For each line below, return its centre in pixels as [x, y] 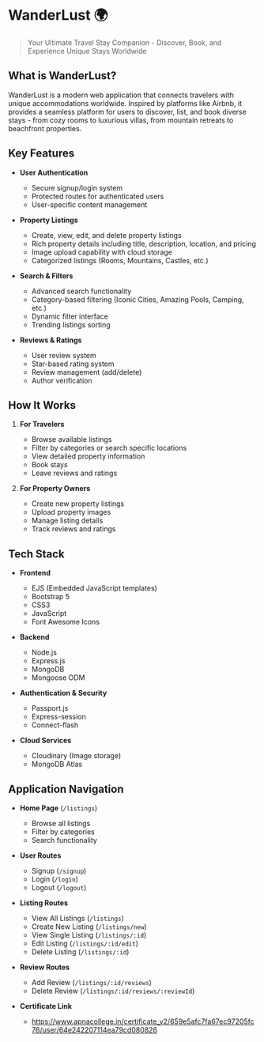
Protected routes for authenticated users [98, 196]
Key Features [41, 154]
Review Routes [44, 967]
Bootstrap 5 [50, 597]
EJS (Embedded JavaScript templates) [94, 588]
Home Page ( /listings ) [58, 808]
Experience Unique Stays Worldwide [87, 51]
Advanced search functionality [81, 291]
